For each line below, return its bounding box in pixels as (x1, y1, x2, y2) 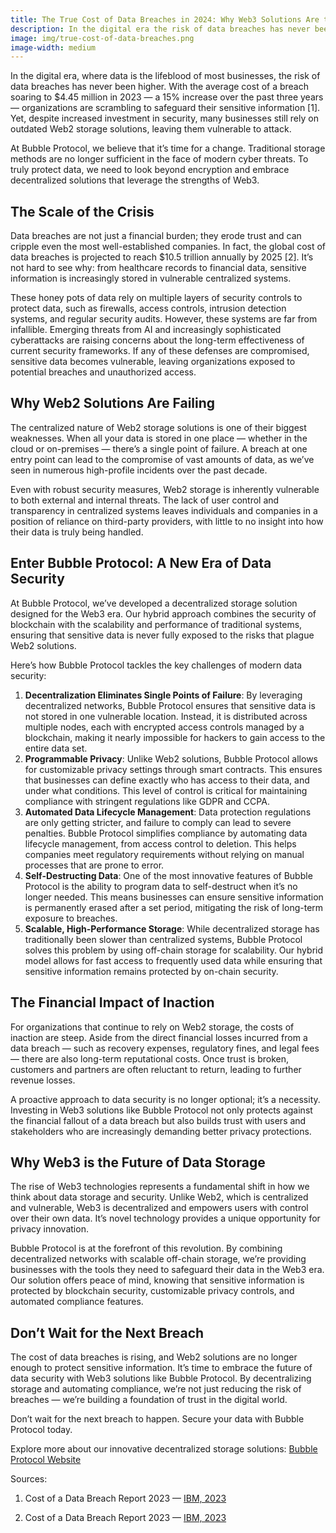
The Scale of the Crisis (10, 203, 155, 220)
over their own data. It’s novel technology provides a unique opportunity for (10, 1212, 321, 1225)
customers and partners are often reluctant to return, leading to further (10, 1063, 302, 1075)
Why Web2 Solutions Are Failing (10, 395, 216, 412)
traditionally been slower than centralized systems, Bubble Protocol (24, 933, 303, 945)
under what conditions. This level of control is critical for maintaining (24, 784, 308, 796)
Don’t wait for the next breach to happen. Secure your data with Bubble (10, 1413, 305, 1425)
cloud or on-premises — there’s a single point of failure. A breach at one (10, 442, 308, 455)
